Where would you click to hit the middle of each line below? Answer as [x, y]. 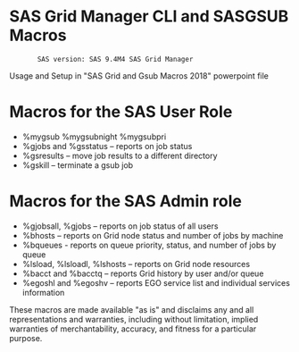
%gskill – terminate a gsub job [78, 165]
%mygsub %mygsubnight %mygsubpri [94, 137]
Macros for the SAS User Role [121, 112]
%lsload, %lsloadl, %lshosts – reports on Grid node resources [136, 264]
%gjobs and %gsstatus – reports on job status [107, 146]
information [43, 292]
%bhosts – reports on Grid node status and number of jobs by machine [153, 235]
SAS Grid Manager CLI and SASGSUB [149, 17]
